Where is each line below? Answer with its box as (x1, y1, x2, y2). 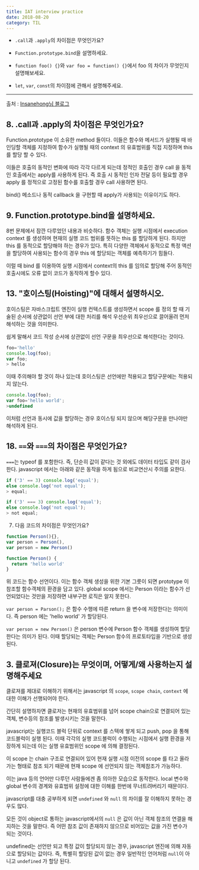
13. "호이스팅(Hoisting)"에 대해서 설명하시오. (6, 289, 165, 299)
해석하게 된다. (6, 422, 38, 429)
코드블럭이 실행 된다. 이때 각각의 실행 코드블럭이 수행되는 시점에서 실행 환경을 (6, 735, 185, 742)
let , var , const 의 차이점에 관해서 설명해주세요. (14, 82, 123, 89)
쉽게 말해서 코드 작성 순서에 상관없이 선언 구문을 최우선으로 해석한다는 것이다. (6, 333, 185, 340)
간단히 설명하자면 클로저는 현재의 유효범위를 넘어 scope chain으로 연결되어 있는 (6, 708, 191, 715)
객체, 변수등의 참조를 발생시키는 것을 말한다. (6, 715, 108, 722)
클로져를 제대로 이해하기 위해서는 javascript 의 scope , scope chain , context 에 (6, 688, 188, 695)
